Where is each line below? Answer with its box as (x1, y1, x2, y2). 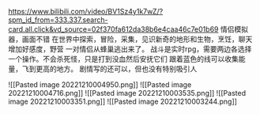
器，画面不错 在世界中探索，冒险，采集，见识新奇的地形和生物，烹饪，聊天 (8, 35, 253, 44)
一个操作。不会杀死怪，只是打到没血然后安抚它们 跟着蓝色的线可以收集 (8, 55, 239, 63)
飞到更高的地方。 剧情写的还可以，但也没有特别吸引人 (21, 64, 198, 74)
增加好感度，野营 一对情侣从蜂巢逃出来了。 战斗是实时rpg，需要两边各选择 (8, 44, 252, 54)
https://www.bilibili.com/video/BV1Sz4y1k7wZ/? (8, 7, 164, 16)
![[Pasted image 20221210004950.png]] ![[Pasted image (8, 80, 192, 89)
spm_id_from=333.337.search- (8, 15, 108, 25)
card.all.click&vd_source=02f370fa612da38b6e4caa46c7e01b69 (8, 25, 219, 34)
